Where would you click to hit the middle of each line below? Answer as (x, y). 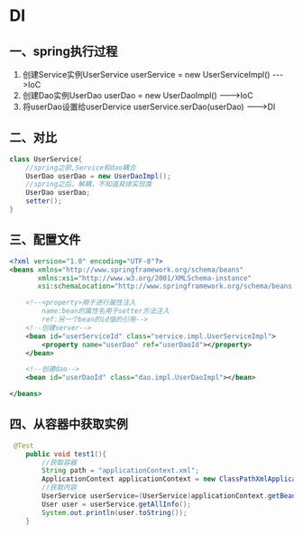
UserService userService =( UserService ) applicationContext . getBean (169, 496)
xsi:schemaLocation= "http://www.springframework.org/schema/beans (165, 286)
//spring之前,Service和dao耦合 (81, 168)
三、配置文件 (45, 240)
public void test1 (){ (66, 454)
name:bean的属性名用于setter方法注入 (106, 311)
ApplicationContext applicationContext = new (129, 479)
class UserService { (46, 159)
